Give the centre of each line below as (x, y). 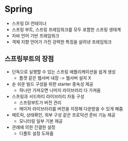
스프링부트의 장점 (29, 59)
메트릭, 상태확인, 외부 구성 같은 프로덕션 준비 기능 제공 (64, 115)
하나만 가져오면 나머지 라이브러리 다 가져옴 (60, 90)
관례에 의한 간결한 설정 (33, 127)
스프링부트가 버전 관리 (40, 103)
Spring (19, 9)
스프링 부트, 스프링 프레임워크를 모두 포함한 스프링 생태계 (66, 29)
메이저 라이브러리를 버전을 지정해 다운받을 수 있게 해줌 (71, 108)
